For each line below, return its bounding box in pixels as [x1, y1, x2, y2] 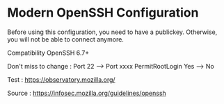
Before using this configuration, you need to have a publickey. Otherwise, [7, 28, 218, 36]
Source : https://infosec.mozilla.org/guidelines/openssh [7, 89, 167, 97]
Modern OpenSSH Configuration [7, 5, 199, 21]
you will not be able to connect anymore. [7, 35, 124, 43]
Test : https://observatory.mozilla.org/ [7, 75, 116, 84]
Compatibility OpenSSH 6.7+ [7, 49, 90, 57]
